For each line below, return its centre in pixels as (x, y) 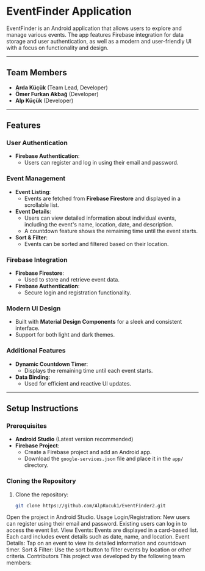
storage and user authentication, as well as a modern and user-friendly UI (99, 41)
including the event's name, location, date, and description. (99, 224)
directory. (36, 465)
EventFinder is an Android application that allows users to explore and (94, 28)
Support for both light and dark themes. (65, 335)
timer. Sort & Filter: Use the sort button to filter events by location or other (99, 550)
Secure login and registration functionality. (77, 293)
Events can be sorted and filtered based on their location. (96, 244)
